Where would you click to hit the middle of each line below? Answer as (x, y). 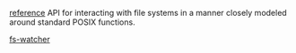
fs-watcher (30, 39)
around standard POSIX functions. (73, 22)
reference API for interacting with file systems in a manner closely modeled (148, 13)
